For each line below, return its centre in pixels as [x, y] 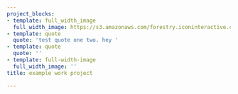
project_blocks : [31, 14]
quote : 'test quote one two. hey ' [66, 40]
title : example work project [50, 73]
